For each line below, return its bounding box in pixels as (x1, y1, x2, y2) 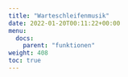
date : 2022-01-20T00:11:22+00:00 (8, 19, 121, 27)
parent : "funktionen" (23, 42, 95, 50)
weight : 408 (8, 49, 48, 57)
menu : (8, 26, 27, 34)
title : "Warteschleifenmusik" (8, 11, 110, 20)
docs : (15, 34, 35, 43)
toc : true (8, 57, 42, 65)
